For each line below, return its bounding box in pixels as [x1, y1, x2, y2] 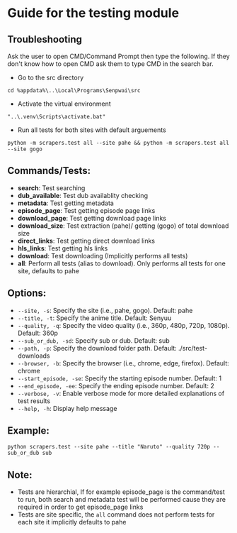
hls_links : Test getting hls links [17, 243, 108, 253]
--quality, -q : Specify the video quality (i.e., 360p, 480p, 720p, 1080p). [17, 321, 230, 329]
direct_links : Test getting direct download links [17, 236, 156, 245]
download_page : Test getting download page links [17, 214, 166, 222]
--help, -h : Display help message [17, 404, 117, 412]
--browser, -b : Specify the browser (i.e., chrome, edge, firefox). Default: [17, 358, 230, 367]
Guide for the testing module [7, 5, 179, 21]
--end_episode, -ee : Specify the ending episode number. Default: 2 [17, 381, 214, 390]
